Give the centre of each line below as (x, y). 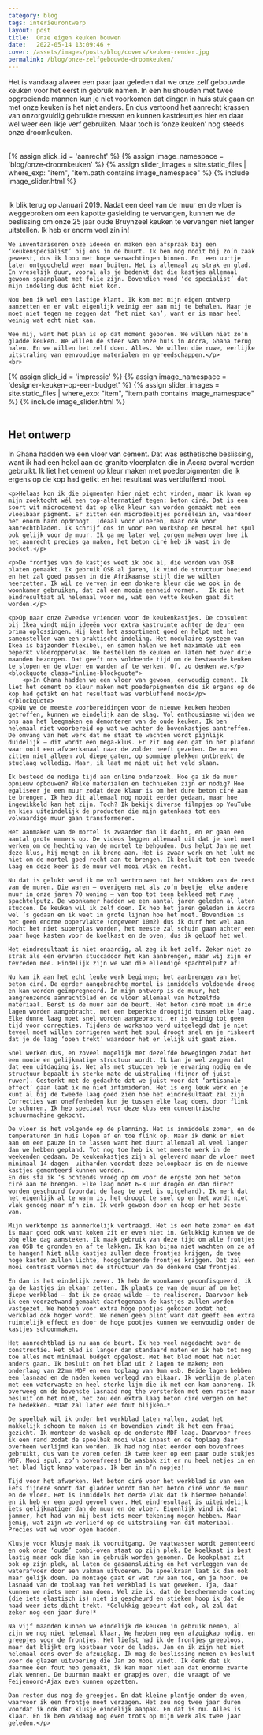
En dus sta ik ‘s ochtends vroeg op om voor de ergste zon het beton (125, 1177)
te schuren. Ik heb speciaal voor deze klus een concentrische (114, 1108)
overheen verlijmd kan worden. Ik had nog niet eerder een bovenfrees (126, 1446)
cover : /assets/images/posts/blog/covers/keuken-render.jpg (109, 52)
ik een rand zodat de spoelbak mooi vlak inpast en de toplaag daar (123, 1440)
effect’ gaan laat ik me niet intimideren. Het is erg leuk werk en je (128, 1087)
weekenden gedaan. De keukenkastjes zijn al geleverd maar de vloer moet (132, 1156)
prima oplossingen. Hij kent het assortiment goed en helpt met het (123, 631)
